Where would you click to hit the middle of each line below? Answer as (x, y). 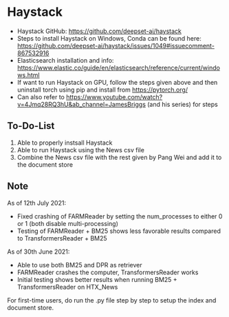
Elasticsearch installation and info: (65, 60)
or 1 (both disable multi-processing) (68, 223)
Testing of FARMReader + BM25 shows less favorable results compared (119, 231)
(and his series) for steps (182, 104)
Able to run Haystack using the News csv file (80, 150)
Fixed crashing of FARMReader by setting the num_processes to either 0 (120, 216)
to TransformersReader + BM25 (62, 238)
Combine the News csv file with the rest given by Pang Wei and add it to (119, 157)
